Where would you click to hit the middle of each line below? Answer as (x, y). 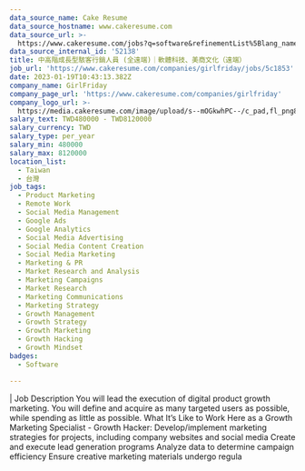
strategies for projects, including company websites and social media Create (152, 436)
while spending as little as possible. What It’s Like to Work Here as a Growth (151, 417)
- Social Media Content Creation (81, 246)
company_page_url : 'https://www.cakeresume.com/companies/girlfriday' (146, 94)
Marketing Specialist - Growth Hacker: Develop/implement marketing (138, 427)
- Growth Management (56, 314)
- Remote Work (44, 204)
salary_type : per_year (52, 136)
